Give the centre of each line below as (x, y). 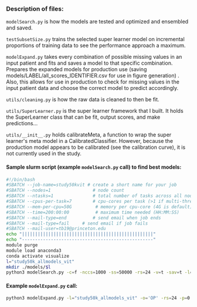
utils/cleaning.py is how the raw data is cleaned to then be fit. (83, 99)
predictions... (22, 124)
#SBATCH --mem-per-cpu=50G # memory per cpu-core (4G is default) (99, 207)
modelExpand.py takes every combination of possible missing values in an (94, 57)
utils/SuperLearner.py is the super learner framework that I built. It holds (95, 111)
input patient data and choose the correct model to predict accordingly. (92, 88)
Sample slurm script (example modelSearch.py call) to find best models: (94, 167)
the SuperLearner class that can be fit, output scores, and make (83, 117)
